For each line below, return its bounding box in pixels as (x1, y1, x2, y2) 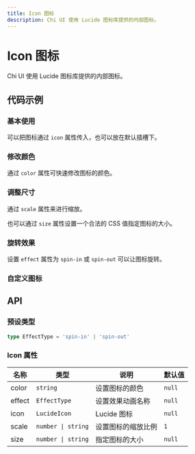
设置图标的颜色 (95, 383, 144, 393)
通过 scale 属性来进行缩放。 (7, 204, 86, 213)
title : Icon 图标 (7, 10, 55, 17)
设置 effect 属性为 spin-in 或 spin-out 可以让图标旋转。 (7, 255, 166, 263)
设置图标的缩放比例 (95, 422, 157, 431)
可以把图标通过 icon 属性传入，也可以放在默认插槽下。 (7, 133, 161, 141)
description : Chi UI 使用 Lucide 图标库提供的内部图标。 (7, 16, 159, 23)
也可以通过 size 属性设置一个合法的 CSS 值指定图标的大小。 (7, 219, 177, 227)
